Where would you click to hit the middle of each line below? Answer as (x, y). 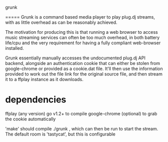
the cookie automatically (31, 119)
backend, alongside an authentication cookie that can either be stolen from (83, 63)
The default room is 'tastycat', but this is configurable (60, 134)
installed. (15, 48)
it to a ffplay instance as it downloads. (44, 79)
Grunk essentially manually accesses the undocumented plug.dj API (75, 58)
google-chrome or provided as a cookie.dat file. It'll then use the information (84, 68)
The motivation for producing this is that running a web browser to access (81, 32)
